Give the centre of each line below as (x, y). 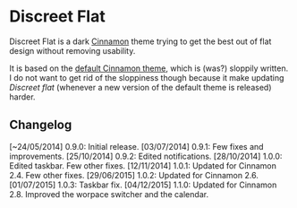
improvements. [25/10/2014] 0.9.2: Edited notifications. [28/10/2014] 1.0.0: (146, 156)
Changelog (41, 125)
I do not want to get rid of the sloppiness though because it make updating (147, 77)
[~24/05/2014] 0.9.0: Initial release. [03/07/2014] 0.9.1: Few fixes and (136, 146)
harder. (22, 97)
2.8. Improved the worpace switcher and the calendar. (109, 194)
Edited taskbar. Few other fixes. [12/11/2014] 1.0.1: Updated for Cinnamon (143, 165)
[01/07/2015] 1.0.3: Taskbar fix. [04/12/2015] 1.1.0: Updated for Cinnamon (143, 185)
